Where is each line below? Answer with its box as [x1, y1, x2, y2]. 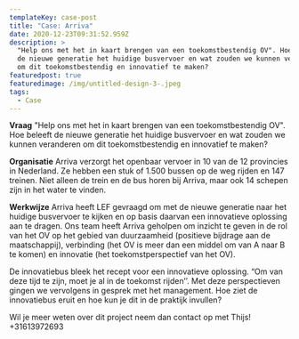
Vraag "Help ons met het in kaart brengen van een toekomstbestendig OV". [9, 120, 286, 131]
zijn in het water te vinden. [9, 184, 107, 196]
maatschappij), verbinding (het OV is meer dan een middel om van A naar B [9, 239, 286, 250]
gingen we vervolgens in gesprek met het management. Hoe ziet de [9, 286, 258, 296]
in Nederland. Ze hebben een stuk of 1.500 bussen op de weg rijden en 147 [9, 165, 285, 176]
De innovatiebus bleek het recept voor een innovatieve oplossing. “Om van [9, 266, 283, 277]
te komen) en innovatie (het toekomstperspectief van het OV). [9, 249, 236, 260]
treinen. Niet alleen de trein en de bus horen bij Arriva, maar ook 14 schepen [9, 175, 288, 186]
